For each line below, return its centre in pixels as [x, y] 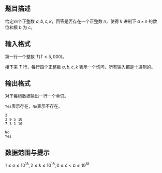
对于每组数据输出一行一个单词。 [37, 96]
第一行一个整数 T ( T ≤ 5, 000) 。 [36, 57]
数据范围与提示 [27, 152]
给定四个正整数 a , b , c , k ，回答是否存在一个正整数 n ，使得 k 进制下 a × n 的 [79, 21]
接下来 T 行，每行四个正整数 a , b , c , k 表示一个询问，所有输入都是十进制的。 [80, 67]
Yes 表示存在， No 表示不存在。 [34, 106]
